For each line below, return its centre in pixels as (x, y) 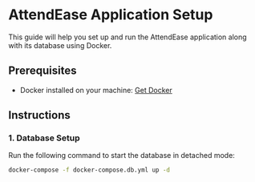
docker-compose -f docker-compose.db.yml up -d (89, 170)
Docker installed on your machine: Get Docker (96, 90)
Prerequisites (42, 71)
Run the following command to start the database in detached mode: (121, 156)
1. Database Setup (44, 138)
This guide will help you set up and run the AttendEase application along (127, 37)
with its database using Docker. (60, 45)
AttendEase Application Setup (111, 15)
